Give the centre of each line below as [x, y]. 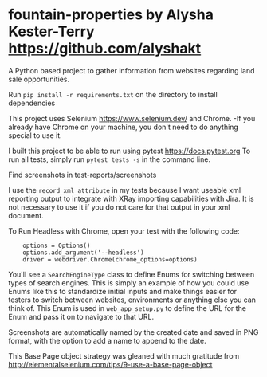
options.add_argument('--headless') [84, 253]
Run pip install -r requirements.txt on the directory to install [113, 94]
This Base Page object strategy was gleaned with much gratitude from [124, 355]
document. [26, 215]
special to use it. [35, 135]
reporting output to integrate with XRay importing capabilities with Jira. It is [131, 198]
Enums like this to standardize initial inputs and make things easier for [123, 291]
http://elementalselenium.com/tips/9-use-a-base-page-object [110, 364]
